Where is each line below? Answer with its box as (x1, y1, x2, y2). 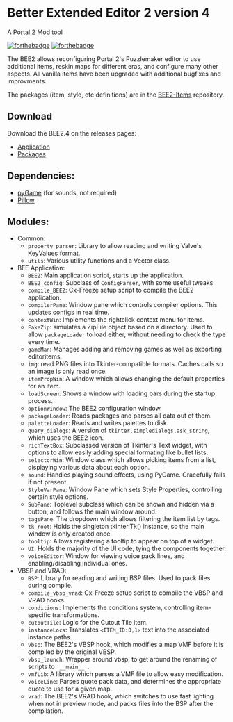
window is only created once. (27, 530, 113, 538)
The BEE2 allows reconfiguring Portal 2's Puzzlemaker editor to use (7, 54, 201, 63)
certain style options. (27, 493, 89, 501)
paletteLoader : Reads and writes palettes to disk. (27, 419, 169, 427)
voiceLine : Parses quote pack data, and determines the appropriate (27, 678, 221, 686)
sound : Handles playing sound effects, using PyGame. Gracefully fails (27, 470, 226, 479)
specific (27, 611, 51, 619)
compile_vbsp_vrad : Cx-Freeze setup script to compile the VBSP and (27, 589, 223, 597)
